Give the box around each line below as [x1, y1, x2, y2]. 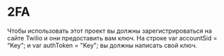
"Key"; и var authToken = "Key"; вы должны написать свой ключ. [7, 41, 198, 49]
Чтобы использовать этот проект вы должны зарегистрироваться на [7, 27, 212, 35]
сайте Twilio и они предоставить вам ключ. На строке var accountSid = [7, 33, 218, 42]
